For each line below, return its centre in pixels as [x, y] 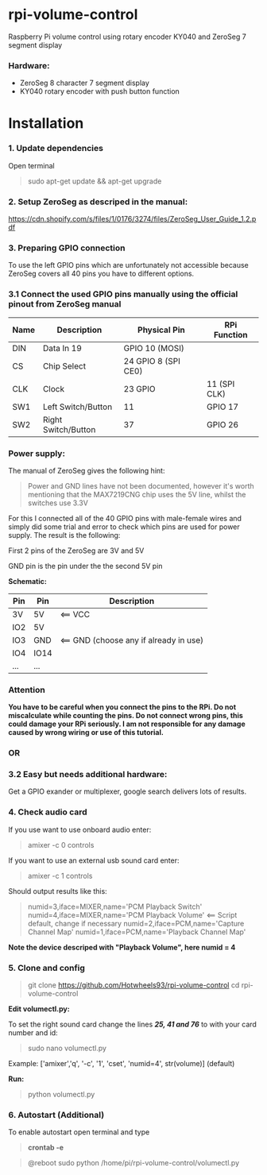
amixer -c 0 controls [61, 845]
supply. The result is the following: [64, 535]
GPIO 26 [222, 424]
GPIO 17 [222, 407]
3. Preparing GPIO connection [67, 248]
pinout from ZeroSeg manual [65, 304]
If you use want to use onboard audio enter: [80, 829]
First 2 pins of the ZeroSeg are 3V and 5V [76, 551]
